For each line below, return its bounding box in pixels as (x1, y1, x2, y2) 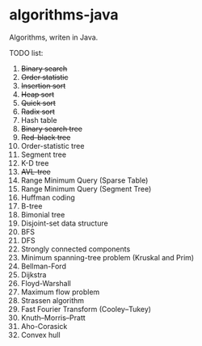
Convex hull (20, 330, 61, 340)
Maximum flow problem (20, 287, 100, 297)
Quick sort (20, 98, 56, 108)
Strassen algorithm (20, 295, 84, 305)
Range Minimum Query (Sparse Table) (20, 175, 149, 185)
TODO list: (9, 48, 44, 57)
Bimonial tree (20, 209, 65, 219)
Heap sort (20, 89, 55, 99)
